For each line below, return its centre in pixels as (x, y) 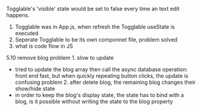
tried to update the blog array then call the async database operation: (101, 69)
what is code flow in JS (44, 46)
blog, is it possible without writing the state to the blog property (94, 101)
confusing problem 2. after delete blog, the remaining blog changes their (105, 82)
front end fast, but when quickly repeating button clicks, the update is (102, 76)
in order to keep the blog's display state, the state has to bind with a (99, 95)
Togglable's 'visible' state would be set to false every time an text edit (93, 9)
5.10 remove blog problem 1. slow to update (60, 58)
